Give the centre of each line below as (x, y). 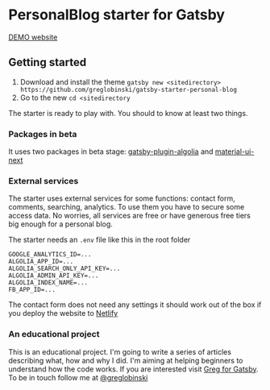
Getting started (48, 62)
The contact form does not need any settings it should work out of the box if (135, 305)
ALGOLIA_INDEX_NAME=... (48, 283)
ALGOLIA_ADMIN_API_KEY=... (54, 276)
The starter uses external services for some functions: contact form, (122, 198)
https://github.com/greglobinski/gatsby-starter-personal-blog (129, 89)
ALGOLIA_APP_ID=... (41, 262)
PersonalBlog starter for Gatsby (117, 15)
